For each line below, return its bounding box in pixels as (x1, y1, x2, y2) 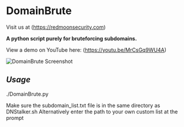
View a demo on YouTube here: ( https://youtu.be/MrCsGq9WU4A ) (6, 46, 166, 54)
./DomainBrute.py (6, 90, 49, 98)
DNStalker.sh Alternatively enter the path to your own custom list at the (6, 108, 178, 115)
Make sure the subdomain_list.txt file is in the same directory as (6, 102, 160, 109)
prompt (6, 114, 24, 121)
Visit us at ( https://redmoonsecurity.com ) (6, 24, 106, 31)
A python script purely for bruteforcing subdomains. (6, 35, 137, 42)
